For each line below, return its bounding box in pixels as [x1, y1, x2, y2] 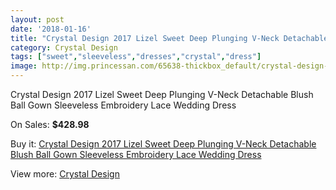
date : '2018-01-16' [10, 24, 92, 34]
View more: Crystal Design [10, 168, 120, 180]
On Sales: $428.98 [10, 119, 90, 130]
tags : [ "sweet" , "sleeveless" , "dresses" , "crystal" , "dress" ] [10, 52, 262, 62]
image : [10, 61, 38, 71]
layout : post [10, 14, 65, 25]
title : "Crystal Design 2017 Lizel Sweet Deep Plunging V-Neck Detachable [10, 33, 329, 43]
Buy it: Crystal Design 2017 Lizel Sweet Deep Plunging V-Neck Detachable [10, 138, 317, 150]
